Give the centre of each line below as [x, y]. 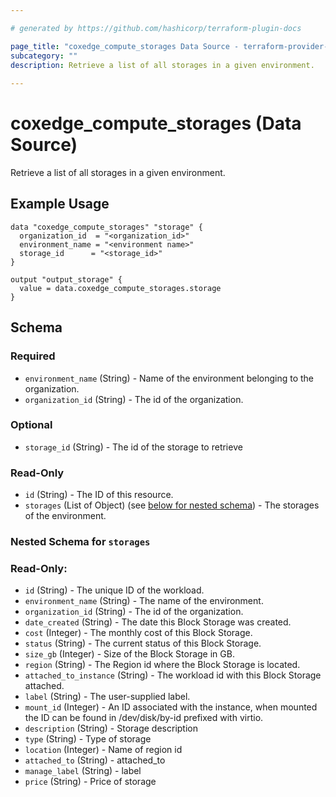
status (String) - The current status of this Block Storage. [143, 643]
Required [33, 356]
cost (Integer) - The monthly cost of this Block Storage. [138, 633]
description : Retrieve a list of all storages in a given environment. [162, 65]
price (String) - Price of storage [90, 782]
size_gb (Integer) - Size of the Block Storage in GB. [129, 654]
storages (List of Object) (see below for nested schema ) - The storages [172, 505]
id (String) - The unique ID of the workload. [114, 590]
